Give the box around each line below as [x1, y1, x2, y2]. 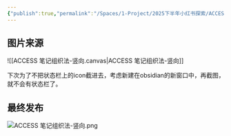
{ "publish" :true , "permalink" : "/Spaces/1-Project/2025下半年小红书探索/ [7, 10, 209, 17]
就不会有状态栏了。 [7, 80, 62, 88]
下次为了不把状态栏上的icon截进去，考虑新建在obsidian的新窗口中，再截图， [7, 71, 225, 80]
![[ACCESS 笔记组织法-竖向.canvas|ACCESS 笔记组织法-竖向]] [7, 56, 184, 65]
